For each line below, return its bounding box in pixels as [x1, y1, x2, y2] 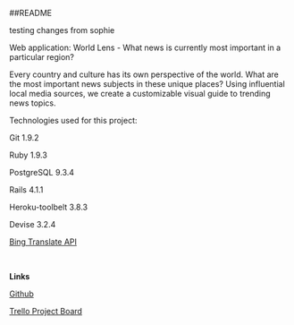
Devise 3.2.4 [9, 219, 56, 229]
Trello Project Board [9, 306, 83, 316]
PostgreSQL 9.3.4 [9, 167, 74, 177]
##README [9, 8, 52, 18]
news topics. [9, 98, 56, 108]
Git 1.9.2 [9, 133, 39, 142]
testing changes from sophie [9, 25, 115, 35]
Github [9, 288, 34, 299]
